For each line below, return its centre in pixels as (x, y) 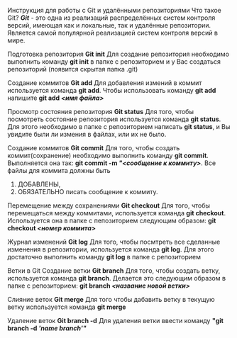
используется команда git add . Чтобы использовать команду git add (112, 90)
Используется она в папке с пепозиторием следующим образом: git (112, 220)
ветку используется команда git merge (67, 307)
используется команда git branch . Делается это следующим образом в (116, 278)
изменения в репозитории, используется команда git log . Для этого (111, 249)
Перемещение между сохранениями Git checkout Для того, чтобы (109, 205)
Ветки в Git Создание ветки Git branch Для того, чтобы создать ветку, (114, 271)
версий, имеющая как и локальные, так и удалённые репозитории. (109, 25)
